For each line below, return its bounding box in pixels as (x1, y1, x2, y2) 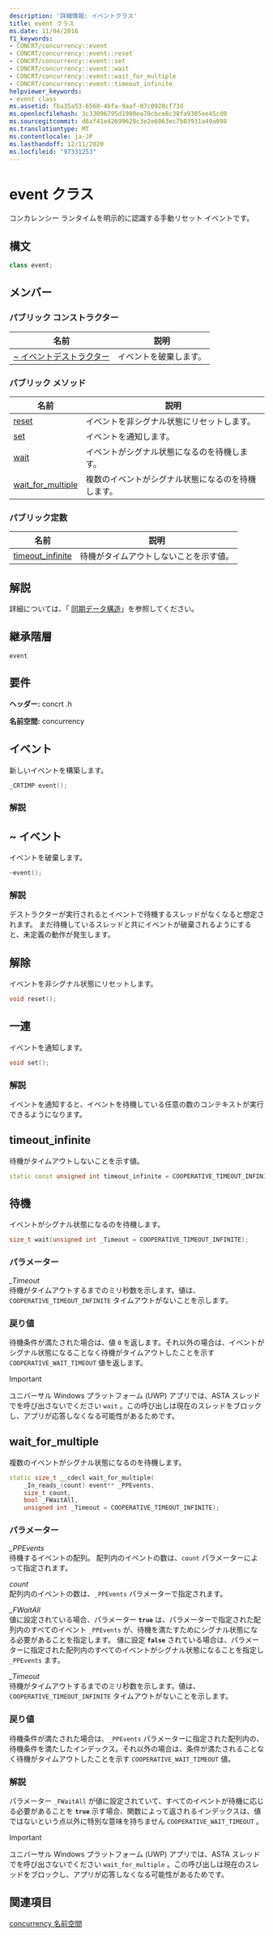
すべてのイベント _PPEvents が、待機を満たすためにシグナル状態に (30, 1625, 251, 1634)
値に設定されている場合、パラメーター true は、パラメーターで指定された (9, 1615, 254, 1625)
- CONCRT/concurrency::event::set (9, 58, 126, 66)
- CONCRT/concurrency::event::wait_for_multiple (9, 72, 177, 80)
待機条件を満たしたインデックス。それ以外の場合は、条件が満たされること (9, 1744, 258, 1754)
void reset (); (9, 995, 58, 1004)
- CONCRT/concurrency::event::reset (9, 49, 133, 58)
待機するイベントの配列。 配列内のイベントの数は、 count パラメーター (9, 1553, 245, 1563)
